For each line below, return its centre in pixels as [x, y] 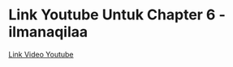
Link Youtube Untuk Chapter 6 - [117, 15]
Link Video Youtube [41, 54]
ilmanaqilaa [48, 32]
